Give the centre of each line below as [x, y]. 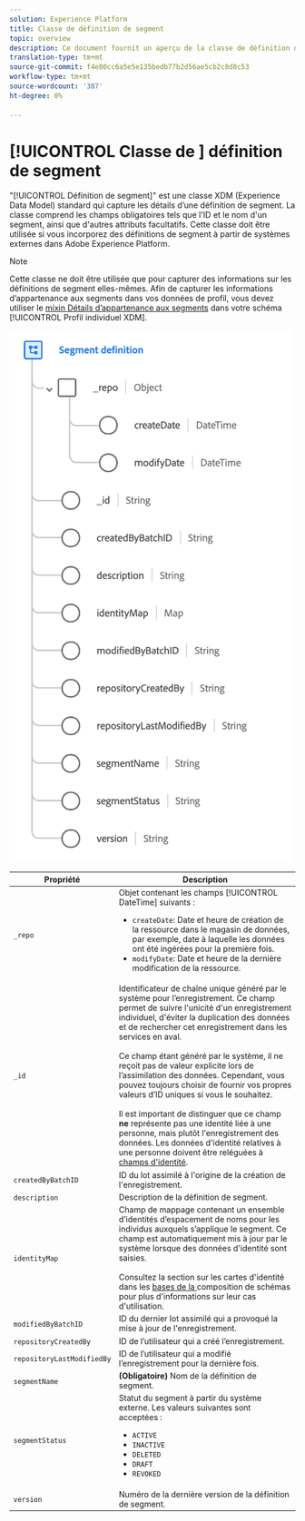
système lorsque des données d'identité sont [203, 1249]
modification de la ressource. [187, 968]
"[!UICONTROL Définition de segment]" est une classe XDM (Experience [145, 196]
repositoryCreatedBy [52, 1342]
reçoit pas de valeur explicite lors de [186, 1065]
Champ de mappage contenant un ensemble [202, 1210]
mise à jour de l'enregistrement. [178, 1329]
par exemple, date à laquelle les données [208, 939]
